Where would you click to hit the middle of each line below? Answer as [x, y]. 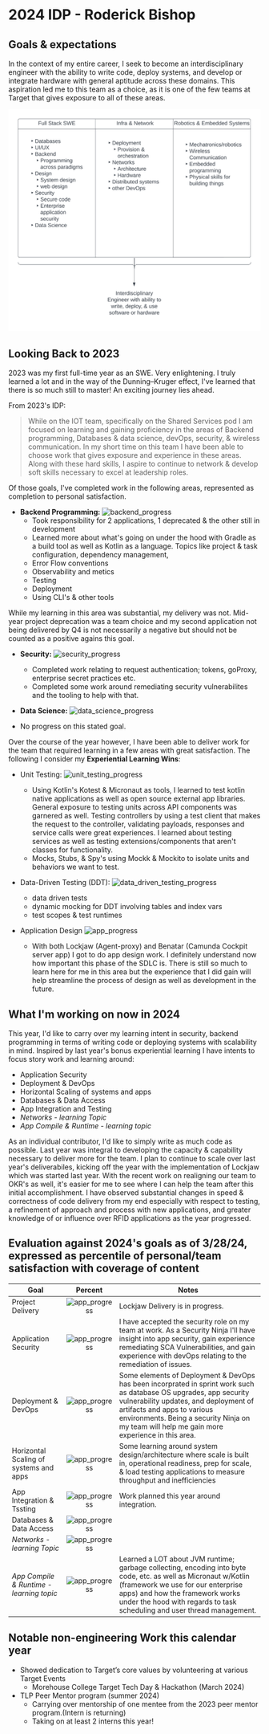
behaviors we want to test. [76, 867]
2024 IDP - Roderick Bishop [102, 15]
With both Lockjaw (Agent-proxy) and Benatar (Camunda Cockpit [140, 946]
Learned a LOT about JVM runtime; [177, 1559]
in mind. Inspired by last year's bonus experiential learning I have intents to [132, 1051]
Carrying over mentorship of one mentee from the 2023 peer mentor [145, 1703]
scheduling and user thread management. [188, 1610]
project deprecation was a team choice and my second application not [141, 622]
